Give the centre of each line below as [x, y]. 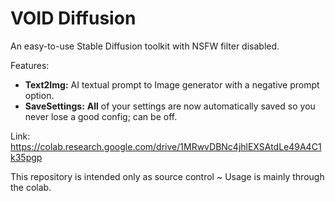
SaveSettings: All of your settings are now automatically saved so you [170, 106]
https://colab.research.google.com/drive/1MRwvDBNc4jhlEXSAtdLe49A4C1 [166, 146]
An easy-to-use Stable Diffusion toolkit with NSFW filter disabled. [145, 46]
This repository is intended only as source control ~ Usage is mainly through [167, 176]
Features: [30, 65]
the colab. [31, 187]
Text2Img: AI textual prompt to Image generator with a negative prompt [172, 84]
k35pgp [26, 157]
